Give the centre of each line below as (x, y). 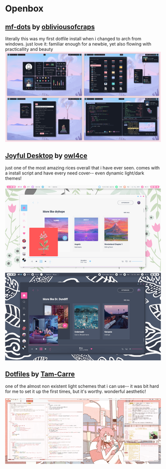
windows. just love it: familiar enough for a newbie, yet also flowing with (78, 44)
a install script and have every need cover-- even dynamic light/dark (75, 173)
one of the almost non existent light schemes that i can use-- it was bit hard (82, 386)
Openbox (24, 9)
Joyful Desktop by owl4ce (46, 156)
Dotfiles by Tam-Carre (40, 374)
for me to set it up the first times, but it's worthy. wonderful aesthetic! (76, 391)
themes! (13, 178)
